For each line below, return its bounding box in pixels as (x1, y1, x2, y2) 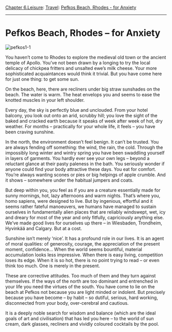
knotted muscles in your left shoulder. (5, 97, 85, 103)
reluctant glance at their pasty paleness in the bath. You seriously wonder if (5, 161, 165, 167)
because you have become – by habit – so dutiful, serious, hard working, (5, 294, 158, 301)
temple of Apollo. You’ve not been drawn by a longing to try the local (5, 59, 150, 66)
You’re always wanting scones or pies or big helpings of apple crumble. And (5, 171, 166, 178)
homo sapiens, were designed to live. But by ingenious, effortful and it (5, 198, 153, 204)
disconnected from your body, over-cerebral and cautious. (5, 300, 129, 306)
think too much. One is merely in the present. (5, 263, 100, 269)
